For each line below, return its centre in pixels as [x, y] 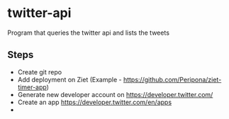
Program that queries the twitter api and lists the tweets [89, 33]
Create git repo [40, 72]
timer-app [32, 87]
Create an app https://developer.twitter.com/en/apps [95, 102]
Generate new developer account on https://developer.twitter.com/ [115, 94]
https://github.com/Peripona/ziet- [172, 79]
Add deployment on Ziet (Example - [69, 79]
